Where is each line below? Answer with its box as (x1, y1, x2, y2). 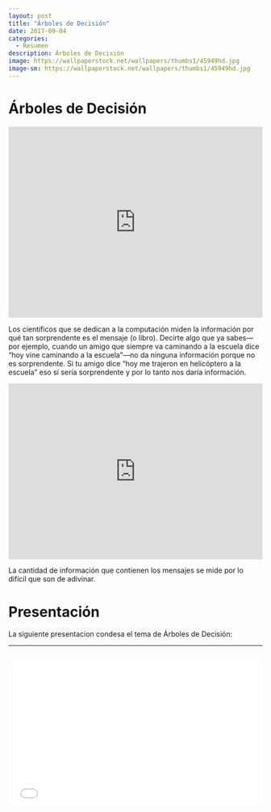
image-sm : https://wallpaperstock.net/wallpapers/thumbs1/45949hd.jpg (8, 65, 251, 73)
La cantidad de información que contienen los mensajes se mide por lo (8, 565, 244, 575)
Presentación (8, 603, 100, 621)
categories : (8, 34, 48, 43)
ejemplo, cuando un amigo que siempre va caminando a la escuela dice (21, 341, 260, 351)
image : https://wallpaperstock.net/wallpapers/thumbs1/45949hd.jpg (8, 57, 240, 66)
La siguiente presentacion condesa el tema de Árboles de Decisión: (8, 629, 233, 639)
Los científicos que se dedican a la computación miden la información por (8, 324, 254, 334)
